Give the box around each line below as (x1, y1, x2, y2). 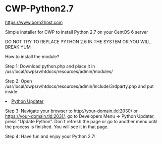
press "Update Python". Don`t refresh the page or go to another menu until (5, 118, 158, 124)
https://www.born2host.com (5, 19, 63, 25)
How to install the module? (5, 53, 59, 60)
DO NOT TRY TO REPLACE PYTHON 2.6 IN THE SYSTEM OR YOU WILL (5, 38, 151, 45)
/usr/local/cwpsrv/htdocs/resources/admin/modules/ (5, 68, 113, 74)
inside (5, 88, 18, 94)
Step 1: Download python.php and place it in (5, 63, 95, 69)
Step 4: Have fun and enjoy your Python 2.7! (5, 133, 96, 139)
